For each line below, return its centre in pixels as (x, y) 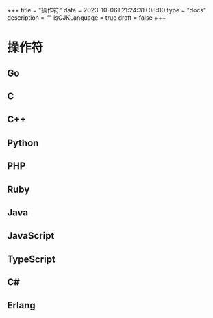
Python (23, 143)
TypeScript (32, 259)
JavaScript (31, 236)
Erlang (21, 305)
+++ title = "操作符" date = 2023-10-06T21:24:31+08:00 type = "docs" (107, 10)
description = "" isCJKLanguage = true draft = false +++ (87, 18)
